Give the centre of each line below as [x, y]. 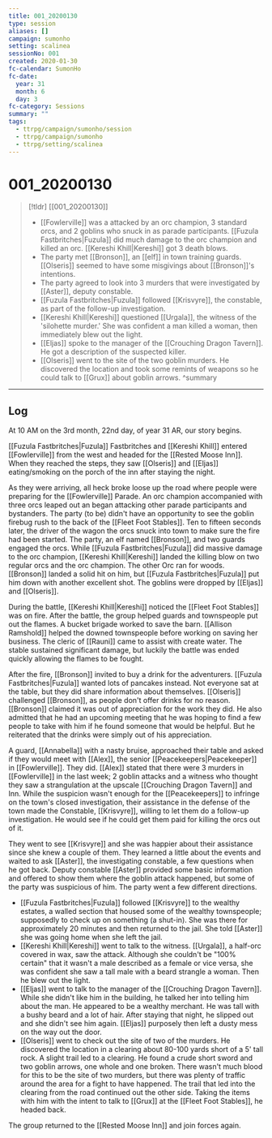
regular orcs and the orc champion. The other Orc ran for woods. [117, 566]
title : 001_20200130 [43, 16]
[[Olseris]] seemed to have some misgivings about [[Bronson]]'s [147, 265]
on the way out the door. [61, 1032]
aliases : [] [28, 31]
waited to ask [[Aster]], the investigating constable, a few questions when [131, 861]
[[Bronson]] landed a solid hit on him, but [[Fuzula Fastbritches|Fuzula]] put [134, 574]
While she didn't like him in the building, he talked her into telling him [134, 998]
